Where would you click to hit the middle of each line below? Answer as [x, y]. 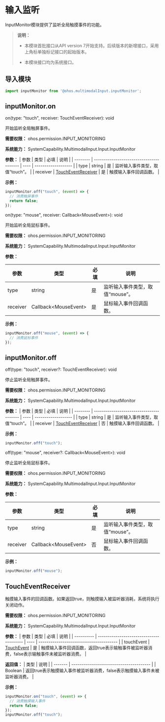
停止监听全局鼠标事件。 [29, 463]
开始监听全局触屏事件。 [29, 128]
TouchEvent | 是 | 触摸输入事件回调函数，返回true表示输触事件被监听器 [77, 648]
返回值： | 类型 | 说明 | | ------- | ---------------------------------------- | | [81, 664]
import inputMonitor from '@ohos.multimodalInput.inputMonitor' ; [73, 91]
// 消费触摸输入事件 [27, 701]
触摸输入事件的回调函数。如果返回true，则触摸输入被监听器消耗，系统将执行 [82, 598]
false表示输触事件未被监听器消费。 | [50, 654]
